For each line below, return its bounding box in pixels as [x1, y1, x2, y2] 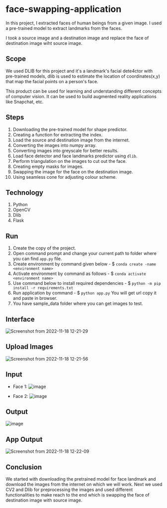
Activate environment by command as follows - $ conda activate [12, 270, 146, 277]
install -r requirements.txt [12, 285, 74, 291]
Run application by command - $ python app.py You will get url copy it [12, 290, 157, 296]
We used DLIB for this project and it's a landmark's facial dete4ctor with [5, 68, 153, 74]
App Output [5, 435, 43, 444]
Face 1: [12, 383, 28, 389]
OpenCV [12, 207, 31, 213]
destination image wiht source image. [5, 40, 83, 46]
